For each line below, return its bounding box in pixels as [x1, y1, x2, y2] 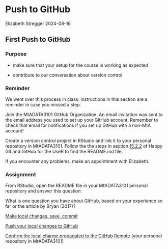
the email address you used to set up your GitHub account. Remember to [5, 117, 158, 123]
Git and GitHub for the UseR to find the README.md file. [5, 148, 123, 154]
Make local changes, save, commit [5, 213, 78, 219]
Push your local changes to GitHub [5, 223, 78, 229]
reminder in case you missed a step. [5, 101, 81, 107]
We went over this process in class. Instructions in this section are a [5, 96, 148, 102]
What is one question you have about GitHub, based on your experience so [5, 198, 163, 204]
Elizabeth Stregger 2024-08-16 [5, 20, 71, 26]
